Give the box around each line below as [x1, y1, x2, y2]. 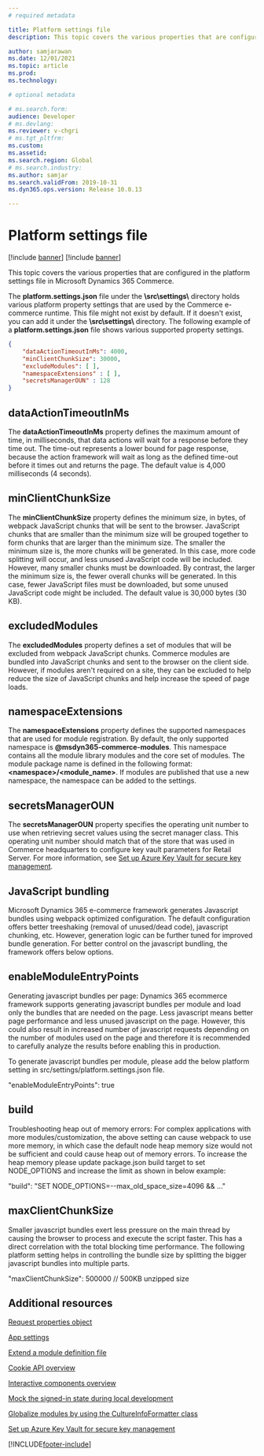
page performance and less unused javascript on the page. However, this [8, 1016, 246, 1026]
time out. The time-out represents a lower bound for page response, [8, 444, 229, 453]
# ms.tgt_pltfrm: [8, 135, 65, 143]
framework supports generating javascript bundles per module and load [8, 999, 241, 1009]
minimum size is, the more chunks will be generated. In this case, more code [8, 546, 256, 556]
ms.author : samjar [8, 171, 68, 179]
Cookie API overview [8, 1363, 76, 1372]
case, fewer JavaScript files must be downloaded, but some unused [8, 579, 229, 589]
